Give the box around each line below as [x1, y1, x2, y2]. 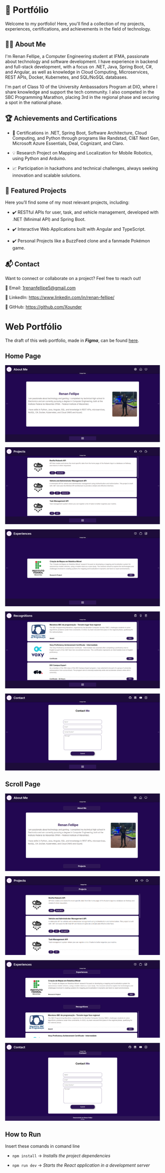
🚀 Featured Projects [5, 186, 67, 195]
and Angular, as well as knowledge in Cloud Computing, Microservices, [5, 69, 149, 75]
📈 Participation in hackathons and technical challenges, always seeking [12, 165, 158, 171]
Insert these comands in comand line [5, 1143, 80, 1149]
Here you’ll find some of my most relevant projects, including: [5, 199, 130, 206]
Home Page [5, 352, 41, 360]
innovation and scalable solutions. [12, 172, 81, 178]
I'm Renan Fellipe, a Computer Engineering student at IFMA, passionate [5, 53, 149, 59]
